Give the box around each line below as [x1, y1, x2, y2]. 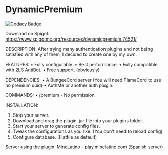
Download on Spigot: [5, 30, 50, 36]
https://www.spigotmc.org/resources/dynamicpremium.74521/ [5, 36, 137, 42]
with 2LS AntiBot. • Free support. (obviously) [5, 67, 100, 73]
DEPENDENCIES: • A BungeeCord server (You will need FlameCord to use [5, 76, 161, 83]
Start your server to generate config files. [12, 123, 100, 129]
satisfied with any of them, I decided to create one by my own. [5, 51, 137, 57]
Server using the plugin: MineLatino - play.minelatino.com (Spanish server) [5, 144, 163, 150]
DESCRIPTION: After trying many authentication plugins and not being [5, 46, 153, 52]
